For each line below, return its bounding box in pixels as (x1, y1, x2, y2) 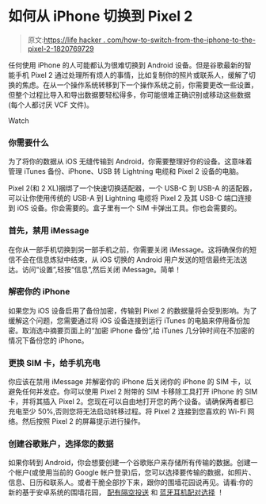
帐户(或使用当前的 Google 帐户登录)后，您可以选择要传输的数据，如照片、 (14, 467, 256, 477)
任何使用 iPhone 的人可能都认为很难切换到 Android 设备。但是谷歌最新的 (8, 60, 245, 70)
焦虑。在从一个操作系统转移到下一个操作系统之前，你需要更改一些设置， (21, 80, 258, 90)
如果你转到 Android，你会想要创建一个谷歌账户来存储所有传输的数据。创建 (8, 458, 251, 467)
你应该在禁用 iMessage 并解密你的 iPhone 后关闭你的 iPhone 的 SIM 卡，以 (8, 377, 252, 387)
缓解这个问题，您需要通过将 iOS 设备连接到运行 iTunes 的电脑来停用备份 (8, 315, 244, 325)
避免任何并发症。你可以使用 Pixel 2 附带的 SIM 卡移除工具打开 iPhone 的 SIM (8, 387, 258, 397)
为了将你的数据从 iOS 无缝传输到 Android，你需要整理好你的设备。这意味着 (8, 156, 253, 167)
